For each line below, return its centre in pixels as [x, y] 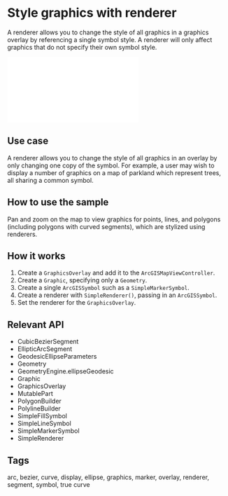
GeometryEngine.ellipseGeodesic [65, 371]
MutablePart [35, 394]
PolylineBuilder [39, 408]
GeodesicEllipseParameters [57, 357]
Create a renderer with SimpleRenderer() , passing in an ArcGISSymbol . [117, 295]
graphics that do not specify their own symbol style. [82, 47]
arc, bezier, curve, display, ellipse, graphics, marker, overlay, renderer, [108, 477]
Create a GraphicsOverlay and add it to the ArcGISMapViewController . [116, 273]
